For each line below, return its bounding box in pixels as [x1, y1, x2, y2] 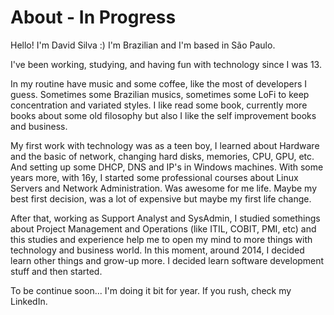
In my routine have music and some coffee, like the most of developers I [10, 77, 308, 90]
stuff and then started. [10, 265, 103, 277]
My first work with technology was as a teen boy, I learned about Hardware [10, 139, 320, 151]
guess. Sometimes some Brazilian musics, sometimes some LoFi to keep [10, 88, 310, 100]
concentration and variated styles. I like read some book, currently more [10, 99, 308, 111]
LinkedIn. [10, 295, 48, 307]
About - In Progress [10, 6, 177, 29]
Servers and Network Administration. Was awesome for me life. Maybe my [10, 182, 317, 194]
